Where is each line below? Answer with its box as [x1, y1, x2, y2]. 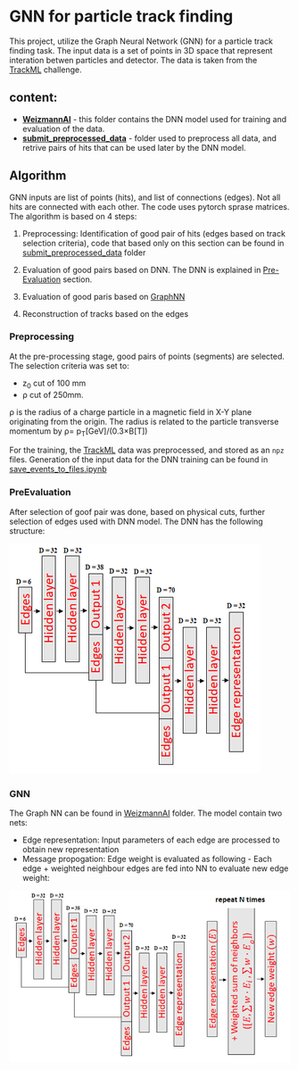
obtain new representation [21, 844, 120, 855]
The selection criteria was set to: [9, 360, 129, 371]
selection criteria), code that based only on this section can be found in [21, 237, 285, 248]
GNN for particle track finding [9, 6, 234, 27]
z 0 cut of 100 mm [21, 377, 87, 390]
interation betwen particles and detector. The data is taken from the [9, 54, 258, 65]
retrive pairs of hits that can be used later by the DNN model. [21, 142, 247, 153]
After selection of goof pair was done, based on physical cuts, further [9, 506, 266, 517]
